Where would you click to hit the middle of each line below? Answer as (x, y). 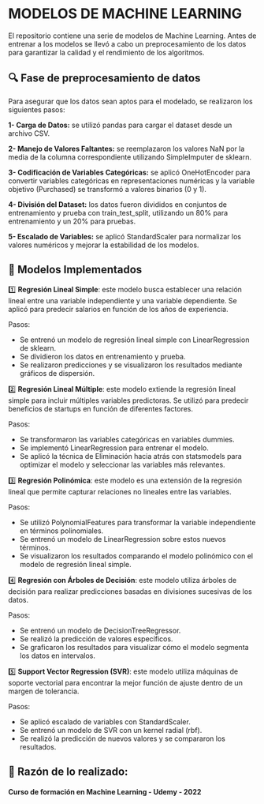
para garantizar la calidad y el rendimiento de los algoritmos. (106, 52)
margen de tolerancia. (44, 691)
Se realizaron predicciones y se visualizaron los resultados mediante (131, 365)
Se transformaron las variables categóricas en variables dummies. (127, 439)
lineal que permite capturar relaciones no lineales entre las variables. (120, 491)
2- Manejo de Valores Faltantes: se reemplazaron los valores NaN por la (126, 148)
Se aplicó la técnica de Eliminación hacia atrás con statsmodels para (130, 456)
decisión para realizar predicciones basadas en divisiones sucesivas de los (130, 591)
